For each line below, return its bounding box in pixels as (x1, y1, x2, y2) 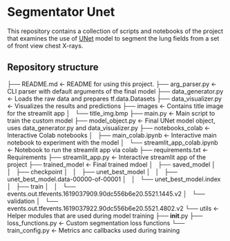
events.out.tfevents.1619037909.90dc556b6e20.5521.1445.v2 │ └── (7, 189, 206, 198)
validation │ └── (7, 197, 59, 205)
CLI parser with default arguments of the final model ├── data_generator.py (7, 87, 224, 95)
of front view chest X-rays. (7, 41, 84, 50)
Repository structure (7, 61, 99, 73)
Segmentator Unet (7, 4, 115, 20)
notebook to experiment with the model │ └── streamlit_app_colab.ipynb (7, 138, 219, 147)
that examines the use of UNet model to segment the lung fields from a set (7, 34, 220, 42)
